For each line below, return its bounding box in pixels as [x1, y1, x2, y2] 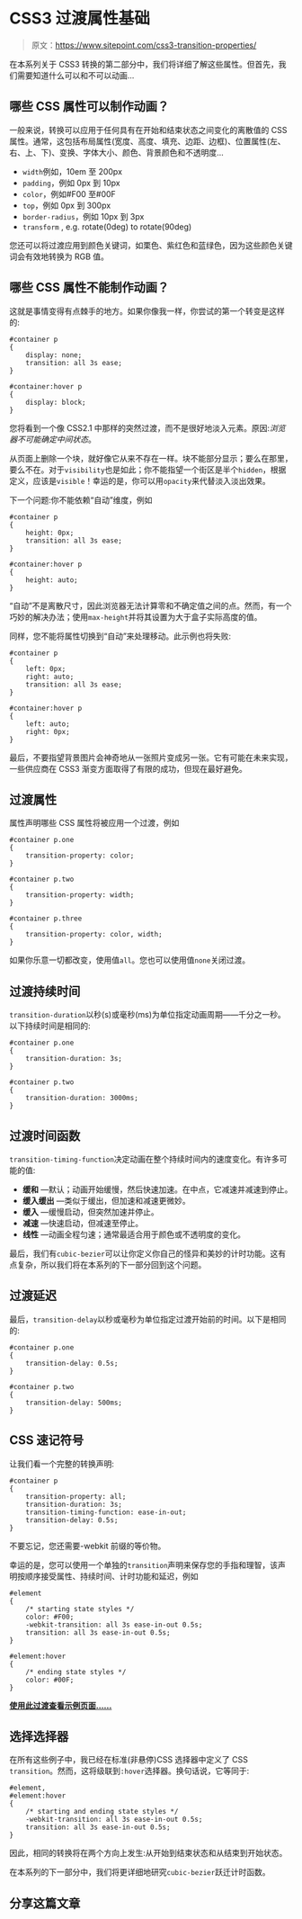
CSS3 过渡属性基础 [9, 8, 151, 29]
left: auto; [25, 719, 70, 729]
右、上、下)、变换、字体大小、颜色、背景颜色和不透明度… [9, 147, 225, 157]
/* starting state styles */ [25, 1604, 135, 1613]
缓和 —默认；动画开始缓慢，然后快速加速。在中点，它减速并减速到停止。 [22, 1184, 293, 1195]
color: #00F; [25, 1675, 75, 1684]
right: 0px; [25, 727, 70, 736]
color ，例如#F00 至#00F [22, 188, 117, 199]
